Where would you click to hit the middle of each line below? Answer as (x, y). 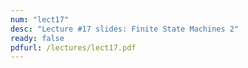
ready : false (37, 38)
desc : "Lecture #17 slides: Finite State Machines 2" (125, 29)
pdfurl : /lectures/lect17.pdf (73, 47)
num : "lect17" (40, 19)
